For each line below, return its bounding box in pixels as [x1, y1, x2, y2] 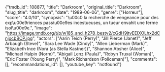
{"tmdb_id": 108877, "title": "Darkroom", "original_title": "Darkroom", [5, 4, 142, 10]
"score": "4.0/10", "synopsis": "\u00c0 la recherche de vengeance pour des [5, 15, 159, 20]
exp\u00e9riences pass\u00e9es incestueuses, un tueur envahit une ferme [5, 20, 158, 25]
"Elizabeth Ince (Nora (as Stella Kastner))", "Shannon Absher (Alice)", [5, 46, 146, 51]
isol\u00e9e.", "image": [5, 25, 52, 31]
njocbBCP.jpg [5, 35, 33, 41]
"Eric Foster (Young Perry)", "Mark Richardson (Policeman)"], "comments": [5, 56, 158, 62]
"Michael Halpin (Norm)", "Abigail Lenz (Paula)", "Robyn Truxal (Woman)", [5, 51, 155, 57]
